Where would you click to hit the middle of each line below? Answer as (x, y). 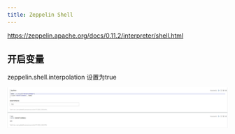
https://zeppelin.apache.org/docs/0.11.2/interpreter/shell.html (95, 36)
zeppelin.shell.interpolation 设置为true (62, 77)
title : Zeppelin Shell (40, 15)
